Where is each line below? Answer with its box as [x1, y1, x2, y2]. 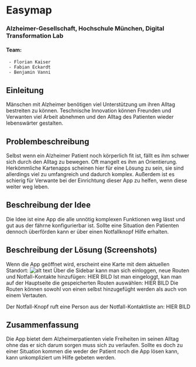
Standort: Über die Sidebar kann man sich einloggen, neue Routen [6, 267, 190, 274]
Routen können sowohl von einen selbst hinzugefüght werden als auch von [6, 285, 187, 293]
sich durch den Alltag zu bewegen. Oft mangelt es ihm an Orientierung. [6, 158, 177, 165]
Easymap [6, 4, 53, 17]
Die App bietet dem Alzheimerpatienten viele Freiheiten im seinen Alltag [6, 335, 179, 342]
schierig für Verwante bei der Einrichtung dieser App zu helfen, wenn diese [6, 177, 187, 184]
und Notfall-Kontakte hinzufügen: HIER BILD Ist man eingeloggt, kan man [6, 273, 182, 280]
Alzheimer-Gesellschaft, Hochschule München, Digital [6, 25, 165, 33]
